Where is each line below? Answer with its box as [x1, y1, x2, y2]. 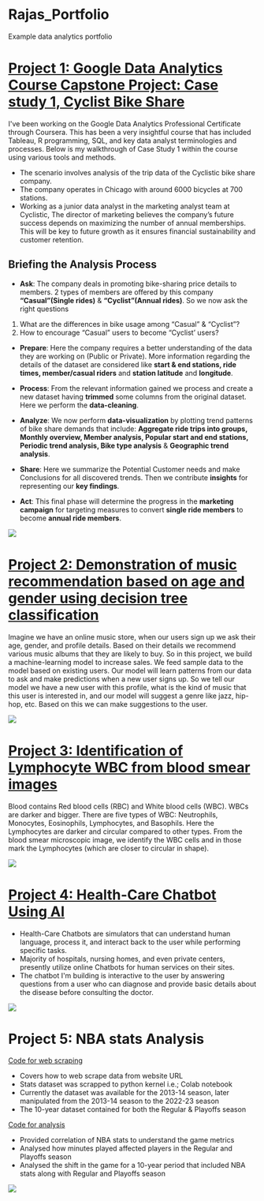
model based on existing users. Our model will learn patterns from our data [8, 666, 252, 675]
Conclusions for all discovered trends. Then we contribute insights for [19, 472, 248, 482]
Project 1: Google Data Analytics [8, 59, 223, 77]
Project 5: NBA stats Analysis [8, 1030, 205, 1048]
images [8, 775, 58, 793]
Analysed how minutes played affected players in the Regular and [19, 1143, 232, 1154]
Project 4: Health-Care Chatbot [8, 886, 217, 903]
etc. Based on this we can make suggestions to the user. [24, 699, 208, 708]
